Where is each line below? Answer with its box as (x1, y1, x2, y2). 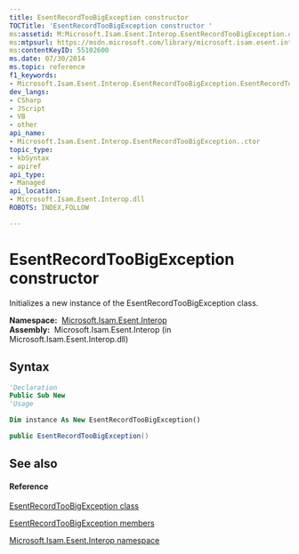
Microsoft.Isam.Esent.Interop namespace (9, 535, 160, 546)
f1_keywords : (9, 71, 58, 80)
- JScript (9, 104, 46, 113)
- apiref (9, 162, 42, 171)
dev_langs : (9, 87, 50, 96)
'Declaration (9, 383, 58, 392)
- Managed (9, 179, 46, 188)
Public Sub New (9, 391, 66, 400)
